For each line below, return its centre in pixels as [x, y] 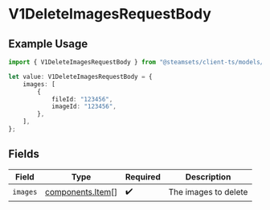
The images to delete [208, 192]
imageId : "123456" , [84, 107]
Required [143, 176]
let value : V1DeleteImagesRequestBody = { [80, 76]
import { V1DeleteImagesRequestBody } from [82, 62]
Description [208, 176]
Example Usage [48, 44]
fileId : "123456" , [82, 99]
